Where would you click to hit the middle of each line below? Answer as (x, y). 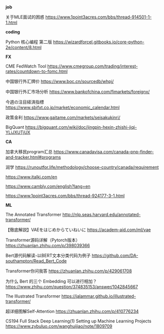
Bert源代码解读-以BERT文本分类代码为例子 (48, 255)
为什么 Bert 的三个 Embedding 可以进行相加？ (51, 281)
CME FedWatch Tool (26, 66)
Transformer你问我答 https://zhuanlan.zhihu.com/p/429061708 (69, 271)
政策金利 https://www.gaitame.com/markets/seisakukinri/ (63, 117)
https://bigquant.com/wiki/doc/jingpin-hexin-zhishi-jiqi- (81, 127)
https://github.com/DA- (115, 255)
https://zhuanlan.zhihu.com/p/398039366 (48, 245)
